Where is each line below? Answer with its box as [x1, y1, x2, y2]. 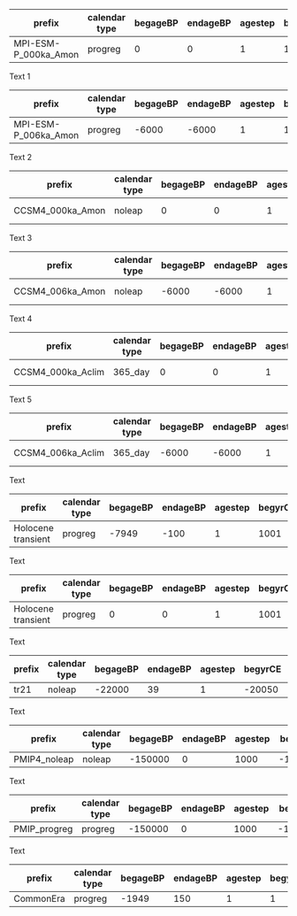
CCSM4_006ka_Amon [13, 285, 106, 297]
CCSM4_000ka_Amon [13, 204, 106, 216]
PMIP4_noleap [13, 753, 74, 765]
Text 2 [9, 152, 33, 162]
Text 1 [9, 71, 31, 81]
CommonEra [13, 893, 65, 904]
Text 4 [9, 313, 33, 324]
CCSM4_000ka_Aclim [13, 366, 104, 378]
